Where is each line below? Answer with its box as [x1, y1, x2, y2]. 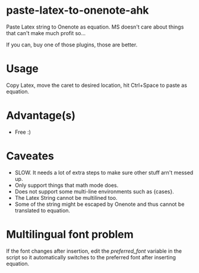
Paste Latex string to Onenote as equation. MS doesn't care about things [6, 23, 184, 30]
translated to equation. [14, 206, 70, 214]
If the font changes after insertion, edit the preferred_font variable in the [6, 247, 182, 255]
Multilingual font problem [6, 227, 134, 241]
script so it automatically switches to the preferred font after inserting [6, 253, 176, 261]
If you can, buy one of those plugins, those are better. [6, 41, 138, 48]
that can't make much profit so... [6, 29, 86, 36]
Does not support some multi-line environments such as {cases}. [14, 188, 174, 195]
